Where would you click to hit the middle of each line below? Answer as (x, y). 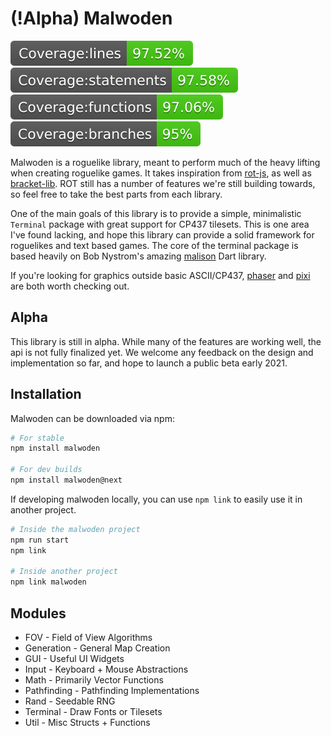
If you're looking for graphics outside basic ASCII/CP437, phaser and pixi (160, 275)
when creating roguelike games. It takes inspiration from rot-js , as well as (161, 173)
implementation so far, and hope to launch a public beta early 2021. (149, 363)
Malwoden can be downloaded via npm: (92, 418)
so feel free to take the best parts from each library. (116, 194)
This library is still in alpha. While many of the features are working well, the (166, 341)
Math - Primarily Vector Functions (94, 680)
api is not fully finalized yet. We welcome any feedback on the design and (162, 352)
